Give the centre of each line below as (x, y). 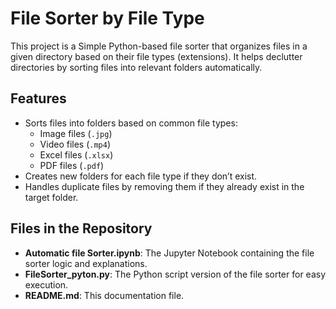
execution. (46, 284)
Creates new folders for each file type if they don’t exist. (141, 176)
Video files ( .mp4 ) (75, 144)
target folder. (51, 197)
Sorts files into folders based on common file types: (131, 123)
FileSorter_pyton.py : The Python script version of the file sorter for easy (175, 274)
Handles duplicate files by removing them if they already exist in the (164, 186)
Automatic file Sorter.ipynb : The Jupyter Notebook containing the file (169, 253)
